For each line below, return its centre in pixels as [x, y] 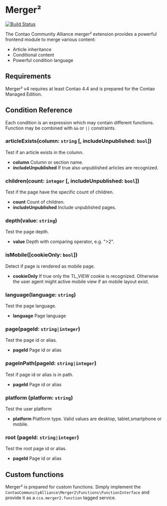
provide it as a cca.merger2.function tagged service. [61, 498]
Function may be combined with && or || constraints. [61, 128]
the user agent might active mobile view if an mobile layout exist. [81, 281]
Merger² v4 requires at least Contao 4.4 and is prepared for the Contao [80, 89]
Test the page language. [31, 306]
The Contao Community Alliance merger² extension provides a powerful [81, 34]
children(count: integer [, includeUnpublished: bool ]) [72, 181]
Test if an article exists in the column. [44, 152]
